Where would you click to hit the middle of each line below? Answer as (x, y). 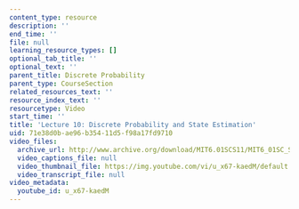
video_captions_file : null (67, 158)
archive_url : (41, 149)
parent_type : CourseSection (61, 84)
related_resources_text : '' (61, 92)
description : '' (39, 26)
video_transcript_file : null (71, 174)
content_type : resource (53, 17)
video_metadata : (39, 183)
